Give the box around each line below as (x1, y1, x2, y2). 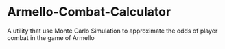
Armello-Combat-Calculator (7, 4, 171, 20)
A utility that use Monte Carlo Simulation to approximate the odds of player (7, 27, 218, 35)
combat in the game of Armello (7, 33, 95, 42)
